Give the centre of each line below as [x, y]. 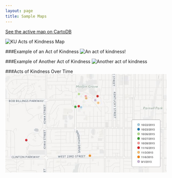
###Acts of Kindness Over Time [39, 71]
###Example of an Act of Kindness [42, 51]
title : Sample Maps [26, 16]
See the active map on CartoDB [38, 31]
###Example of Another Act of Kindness [48, 61]
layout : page [19, 11]
